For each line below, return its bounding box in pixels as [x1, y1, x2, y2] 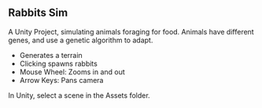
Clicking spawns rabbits [19, 59, 98, 68]
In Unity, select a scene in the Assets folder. [8, 90, 151, 100]
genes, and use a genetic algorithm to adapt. [8, 35, 153, 45]
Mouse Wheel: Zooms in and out [19, 67, 126, 77]
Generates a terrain [19, 50, 83, 59]
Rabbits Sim [8, 6, 68, 20]
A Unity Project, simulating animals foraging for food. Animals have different [8, 27, 254, 36]
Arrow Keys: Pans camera [19, 75, 104, 85]
